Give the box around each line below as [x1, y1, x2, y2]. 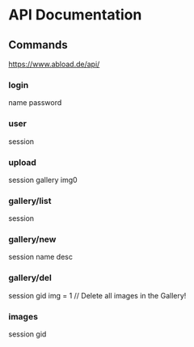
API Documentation [8, 6, 142, 24]
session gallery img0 [8, 175, 78, 184]
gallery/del [8, 273, 53, 284]
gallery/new [8, 234, 57, 245]
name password [8, 98, 62, 108]
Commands [8, 38, 69, 52]
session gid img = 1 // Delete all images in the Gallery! [8, 290, 187, 300]
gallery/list [8, 195, 52, 206]
